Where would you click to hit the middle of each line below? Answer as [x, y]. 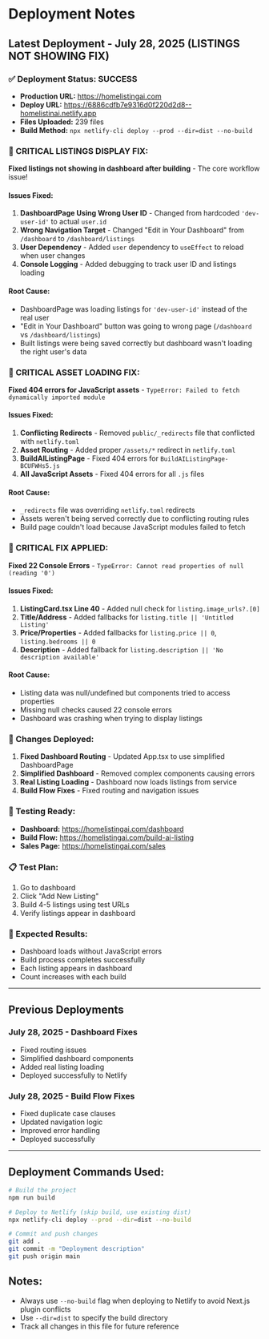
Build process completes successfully [82, 960]
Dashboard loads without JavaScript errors [91, 951]
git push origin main [44, 1256]
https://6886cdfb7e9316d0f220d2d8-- [128, 104]
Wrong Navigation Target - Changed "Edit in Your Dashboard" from [132, 230]
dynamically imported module [57, 397]
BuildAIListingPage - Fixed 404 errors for [89, 458]
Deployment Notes [72, 14]
